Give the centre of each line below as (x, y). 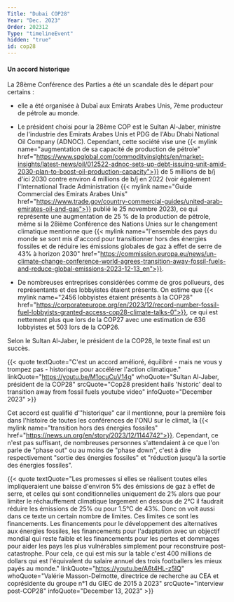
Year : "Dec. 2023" (34, 20)
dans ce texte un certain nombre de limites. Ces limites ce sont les (103, 516)
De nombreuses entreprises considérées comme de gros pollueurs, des (121, 283)
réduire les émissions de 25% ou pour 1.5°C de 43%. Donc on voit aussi (111, 509)
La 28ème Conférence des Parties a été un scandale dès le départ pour (110, 84)
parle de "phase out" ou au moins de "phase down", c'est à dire (99, 450)
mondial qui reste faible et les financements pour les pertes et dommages (113, 539)
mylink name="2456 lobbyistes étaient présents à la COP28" (105, 297)
